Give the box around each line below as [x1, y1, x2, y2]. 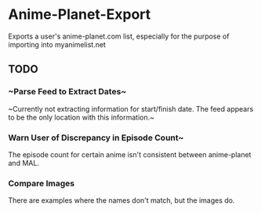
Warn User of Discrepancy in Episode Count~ [8, 132, 184, 143]
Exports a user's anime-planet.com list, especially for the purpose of [8, 31, 230, 41]
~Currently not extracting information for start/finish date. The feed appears [8, 104, 254, 113]
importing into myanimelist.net [8, 39, 106, 49]
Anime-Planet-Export [8, 6, 151, 24]
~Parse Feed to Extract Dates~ [8, 86, 127, 97]
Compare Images [8, 178, 75, 189]
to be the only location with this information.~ [8, 112, 155, 122]
